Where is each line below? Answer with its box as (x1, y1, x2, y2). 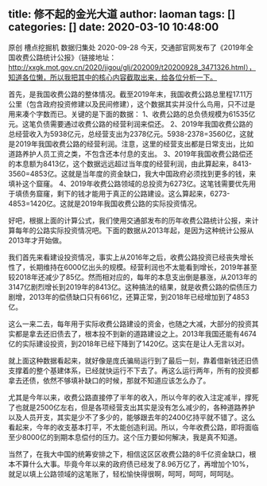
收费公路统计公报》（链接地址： (14, 52, 117, 62)
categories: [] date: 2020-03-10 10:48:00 (8, 21, 219, 34)
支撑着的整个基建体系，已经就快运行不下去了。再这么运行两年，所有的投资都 (8, 365, 259, 375)
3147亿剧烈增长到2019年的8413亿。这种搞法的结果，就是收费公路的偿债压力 (8, 282, 257, 292)
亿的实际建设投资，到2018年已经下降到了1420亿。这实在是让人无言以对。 (8, 339, 249, 348)
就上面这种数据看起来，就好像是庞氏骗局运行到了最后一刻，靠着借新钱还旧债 (8, 356, 259, 365)
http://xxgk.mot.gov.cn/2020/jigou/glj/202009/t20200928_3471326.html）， (8, 62, 257, 72)
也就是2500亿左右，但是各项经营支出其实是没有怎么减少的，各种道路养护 (14, 402, 256, 412)
